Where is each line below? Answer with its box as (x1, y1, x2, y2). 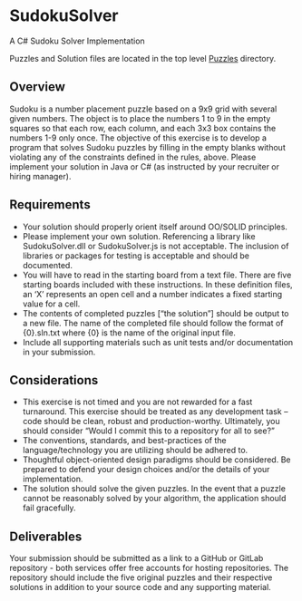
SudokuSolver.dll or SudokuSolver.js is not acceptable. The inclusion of (22, 240, 289, 251)
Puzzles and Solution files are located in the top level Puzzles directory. (9, 53, 277, 63)
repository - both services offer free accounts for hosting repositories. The (9, 563, 289, 574)
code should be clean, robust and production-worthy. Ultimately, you (22, 416, 280, 427)
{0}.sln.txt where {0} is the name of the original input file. (22, 327, 236, 338)
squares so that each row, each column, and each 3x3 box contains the (9, 122, 277, 133)
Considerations (9, 373, 99, 388)
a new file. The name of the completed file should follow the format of (22, 317, 284, 328)
